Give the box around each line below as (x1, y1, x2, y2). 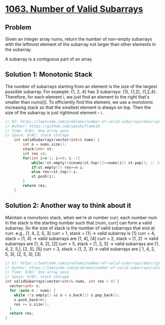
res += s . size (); (14, 302, 50, 307)
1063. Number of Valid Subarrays (5, 3, 143, 15)
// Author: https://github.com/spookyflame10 (5, 124, 100, 129)
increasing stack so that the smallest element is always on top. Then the (5, 104, 151, 110)
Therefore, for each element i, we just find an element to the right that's (5, 94, 150, 99)
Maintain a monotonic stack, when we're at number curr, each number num (5, 214, 158, 220)
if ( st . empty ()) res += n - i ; (31, 165, 84, 170)
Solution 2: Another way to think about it (5, 201, 132, 210)
